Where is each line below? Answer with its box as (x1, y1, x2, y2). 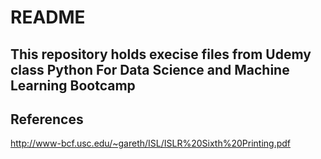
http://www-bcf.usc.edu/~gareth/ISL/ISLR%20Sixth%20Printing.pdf (10, 137, 291, 150)
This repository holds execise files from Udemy (10, 46, 312, 63)
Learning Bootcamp (10, 77, 136, 94)
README (10, 6, 86, 29)
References (10, 111, 84, 128)
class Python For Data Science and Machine (10, 61, 290, 78)
